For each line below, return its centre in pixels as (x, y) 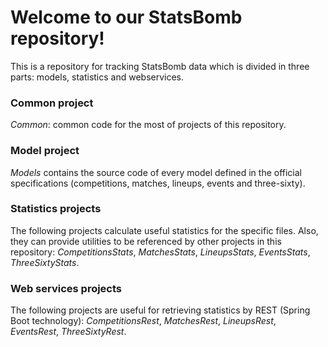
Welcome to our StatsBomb (126, 17)
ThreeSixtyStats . (45, 262)
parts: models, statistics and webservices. (97, 77)
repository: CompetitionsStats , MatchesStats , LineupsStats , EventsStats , (160, 252)
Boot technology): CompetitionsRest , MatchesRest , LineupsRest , (143, 321)
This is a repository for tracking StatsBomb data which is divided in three (160, 66)
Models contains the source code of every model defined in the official (156, 172)
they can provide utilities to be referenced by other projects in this (146, 241)
